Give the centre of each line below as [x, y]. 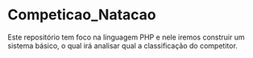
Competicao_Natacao [82, 15]
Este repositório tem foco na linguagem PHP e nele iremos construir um [126, 37]
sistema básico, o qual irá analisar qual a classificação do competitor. [123, 45]
